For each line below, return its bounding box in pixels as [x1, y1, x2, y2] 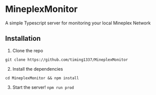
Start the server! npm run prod [12, 84, 74, 90]
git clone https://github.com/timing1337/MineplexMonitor [5, 57, 128, 62]
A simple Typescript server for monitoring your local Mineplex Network [5, 20, 151, 26]
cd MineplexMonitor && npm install [5, 76, 79, 81]
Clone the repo [12, 47, 43, 53]
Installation [5, 34, 41, 43]
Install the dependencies [12, 66, 63, 72]
